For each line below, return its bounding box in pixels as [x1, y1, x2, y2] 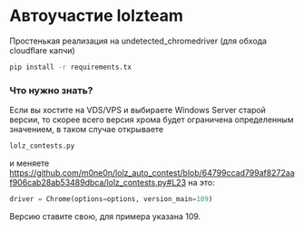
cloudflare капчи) [9, 44, 75, 55]
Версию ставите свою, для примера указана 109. [9, 210, 201, 222]
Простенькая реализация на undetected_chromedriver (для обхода [9, 35, 268, 46]
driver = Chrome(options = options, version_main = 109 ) [9, 194, 213, 204]
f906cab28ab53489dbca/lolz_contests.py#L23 [9, 177, 187, 188]
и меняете [9, 158, 50, 168]
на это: [188, 177, 215, 188]
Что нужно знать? [9, 83, 93, 96]
